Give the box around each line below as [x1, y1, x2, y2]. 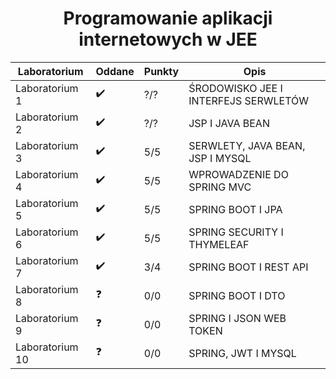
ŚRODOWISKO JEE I [188, 81, 283, 95]
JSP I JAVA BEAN [188, 116, 270, 130]
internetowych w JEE [78, 28, 258, 51]
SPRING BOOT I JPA [188, 202, 283, 216]
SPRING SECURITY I [188, 225, 284, 239]
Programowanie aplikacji [63, 7, 273, 30]
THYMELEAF [188, 237, 250, 251]
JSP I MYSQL [188, 151, 252, 165]
